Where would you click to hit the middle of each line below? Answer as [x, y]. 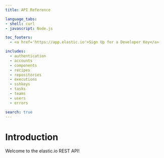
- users [18, 98]
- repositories [26, 75]
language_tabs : [21, 19]
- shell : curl [20, 24]
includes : [16, 51]
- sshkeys [20, 84]
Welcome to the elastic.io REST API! [42, 151]
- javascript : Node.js [29, 28]
